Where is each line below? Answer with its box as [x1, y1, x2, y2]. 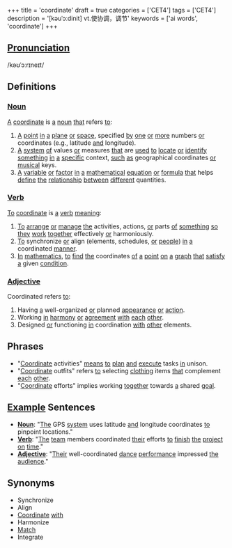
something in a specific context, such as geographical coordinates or [17, 153, 216, 162]
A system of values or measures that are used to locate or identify [17, 146, 208, 154]
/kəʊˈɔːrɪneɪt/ [7, 61, 45, 69]
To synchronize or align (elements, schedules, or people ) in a [17, 237, 193, 245]
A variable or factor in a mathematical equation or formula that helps [17, 168, 214, 176]
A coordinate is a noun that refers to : [7, 118, 113, 126]
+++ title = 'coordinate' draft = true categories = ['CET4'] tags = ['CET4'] [7, 6, 217, 14]
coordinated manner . [17, 244, 78, 253]
